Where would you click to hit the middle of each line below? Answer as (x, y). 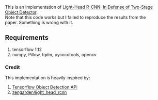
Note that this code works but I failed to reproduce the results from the (76, 17)
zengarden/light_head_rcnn (39, 92)
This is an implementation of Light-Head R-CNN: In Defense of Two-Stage (79, 7)
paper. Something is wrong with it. (39, 22)
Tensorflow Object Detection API (45, 87)
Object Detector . (21, 12)
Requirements (27, 38)
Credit (13, 67)
